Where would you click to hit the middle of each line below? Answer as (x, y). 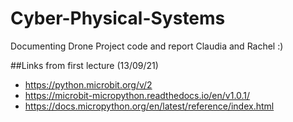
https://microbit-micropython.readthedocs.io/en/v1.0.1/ (137, 95)
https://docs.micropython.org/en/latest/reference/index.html (149, 106)
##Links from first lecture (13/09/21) (84, 65)
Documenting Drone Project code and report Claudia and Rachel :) (147, 46)
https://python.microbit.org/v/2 (88, 84)
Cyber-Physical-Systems (118, 18)
